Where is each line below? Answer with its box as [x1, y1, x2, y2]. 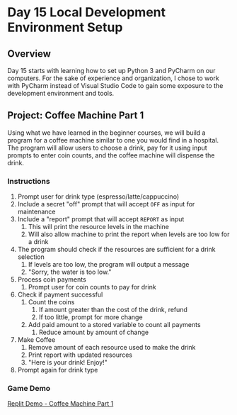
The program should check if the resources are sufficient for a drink [17, 245, 216, 254]
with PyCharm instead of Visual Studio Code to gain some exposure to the [7, 82, 224, 89]
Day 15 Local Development [7, 4, 166, 21]
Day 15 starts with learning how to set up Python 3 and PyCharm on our [7, 67, 216, 74]
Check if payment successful [17, 290, 103, 299]
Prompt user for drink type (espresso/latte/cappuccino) [17, 192, 179, 201]
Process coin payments [17, 275, 86, 284]
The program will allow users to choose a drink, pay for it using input [7, 143, 207, 152]
